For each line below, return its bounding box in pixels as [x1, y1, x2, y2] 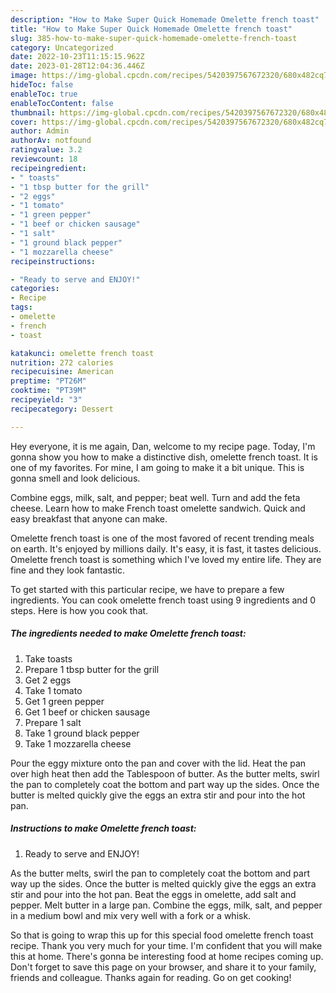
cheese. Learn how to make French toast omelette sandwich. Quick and [10, 502, 306, 514]
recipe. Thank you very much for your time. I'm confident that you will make [10, 939, 323, 951]
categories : [10, 284, 60, 294]
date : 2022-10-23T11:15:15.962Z [10, 52, 145, 62]
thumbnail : [10, 107, 56, 118]
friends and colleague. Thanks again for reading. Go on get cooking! [10, 971, 292, 983]
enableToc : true [10, 89, 78, 99]
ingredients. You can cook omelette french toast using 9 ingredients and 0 [10, 594, 316, 606]
